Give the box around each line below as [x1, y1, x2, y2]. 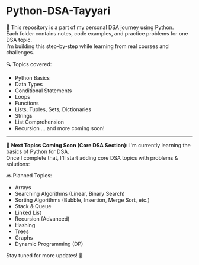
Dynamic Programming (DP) [14, 240, 84, 247]
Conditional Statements [14, 87, 72, 94]
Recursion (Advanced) [14, 215, 70, 222]
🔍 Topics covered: [6, 60, 52, 67]
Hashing [14, 221, 36, 228]
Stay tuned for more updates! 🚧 [6, 251, 83, 258]
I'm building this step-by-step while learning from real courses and [6, 43, 169, 50]
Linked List [14, 209, 41, 216]
